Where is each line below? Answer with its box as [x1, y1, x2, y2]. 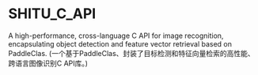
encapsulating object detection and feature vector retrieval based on [8, 39, 232, 48]
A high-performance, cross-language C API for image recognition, [8, 31, 224, 40]
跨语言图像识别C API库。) [8, 58, 89, 68]
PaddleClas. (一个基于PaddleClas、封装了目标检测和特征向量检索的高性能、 [8, 48, 255, 58]
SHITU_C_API [8, 5, 97, 23]
